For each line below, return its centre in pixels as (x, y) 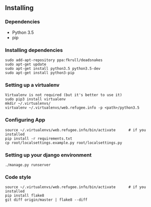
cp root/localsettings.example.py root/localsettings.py (64, 143)
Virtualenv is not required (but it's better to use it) (64, 95)
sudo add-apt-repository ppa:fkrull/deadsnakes (54, 60)
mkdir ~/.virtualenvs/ (28, 104)
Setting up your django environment (48, 155)
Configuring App (25, 120)
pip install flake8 (25, 196)
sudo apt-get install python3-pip (40, 73)
